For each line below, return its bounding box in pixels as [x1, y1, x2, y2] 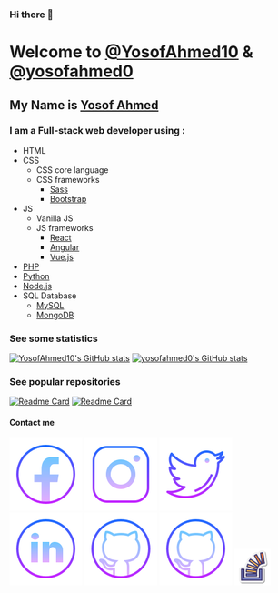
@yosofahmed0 [9, 61, 134, 82]
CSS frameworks [35, 174, 100, 185]
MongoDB [35, 309, 74, 320]
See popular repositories [9, 376, 121, 388]
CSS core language [35, 164, 109, 176]
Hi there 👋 [9, 8, 55, 21]
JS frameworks [35, 222, 94, 233]
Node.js [22, 280, 53, 291]
